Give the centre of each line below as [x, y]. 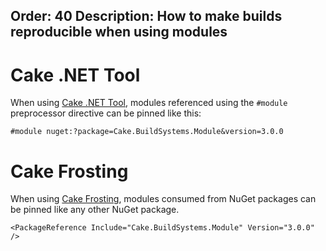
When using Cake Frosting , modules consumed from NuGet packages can [163, 199]
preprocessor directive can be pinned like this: [106, 113]
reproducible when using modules [119, 32]
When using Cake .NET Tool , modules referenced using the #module [149, 103]
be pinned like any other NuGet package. [95, 210]
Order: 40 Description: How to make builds [146, 16]
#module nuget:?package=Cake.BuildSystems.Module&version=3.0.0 [147, 132]
